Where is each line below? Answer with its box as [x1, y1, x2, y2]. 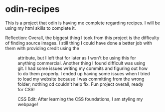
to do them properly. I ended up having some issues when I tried [17, 70, 150, 76]
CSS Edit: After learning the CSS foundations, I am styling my [17, 96, 143, 102]
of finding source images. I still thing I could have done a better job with [5, 40, 152, 46]
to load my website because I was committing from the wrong [17, 76, 145, 82]
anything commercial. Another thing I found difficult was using [17, 60, 146, 66]
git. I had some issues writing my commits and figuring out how [17, 65, 148, 71]
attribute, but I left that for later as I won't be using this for [17, 55, 136, 60]
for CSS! [17, 86, 35, 92]
